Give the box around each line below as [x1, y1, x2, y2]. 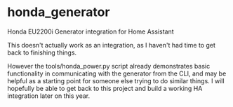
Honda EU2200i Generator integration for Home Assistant [7, 27, 174, 36]
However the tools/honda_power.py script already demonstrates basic [7, 62, 211, 70]
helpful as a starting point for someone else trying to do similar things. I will [7, 76, 225, 85]
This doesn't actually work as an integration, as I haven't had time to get [7, 41, 215, 49]
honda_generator [7, 4, 110, 20]
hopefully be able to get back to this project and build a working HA [7, 84, 203, 92]
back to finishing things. [7, 48, 77, 57]
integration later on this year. [7, 92, 90, 100]
